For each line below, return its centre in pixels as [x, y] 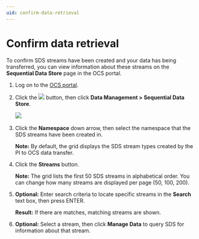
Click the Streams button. [47, 164]
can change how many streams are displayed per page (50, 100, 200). [102, 182]
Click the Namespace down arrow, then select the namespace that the [103, 128]
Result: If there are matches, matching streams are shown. [88, 212]
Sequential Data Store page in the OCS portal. [64, 73]
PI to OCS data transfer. [44, 152]
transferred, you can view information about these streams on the [88, 67]
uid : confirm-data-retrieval [43, 13]
